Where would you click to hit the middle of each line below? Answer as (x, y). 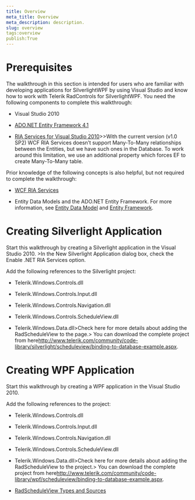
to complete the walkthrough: (41, 178)
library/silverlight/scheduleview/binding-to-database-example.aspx (95, 346)
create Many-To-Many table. (49, 161)
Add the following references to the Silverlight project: (71, 271)
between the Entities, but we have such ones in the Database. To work (99, 149)
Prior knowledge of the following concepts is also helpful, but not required (95, 173)
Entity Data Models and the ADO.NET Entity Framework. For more (93, 201)
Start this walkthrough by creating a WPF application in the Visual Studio (93, 386)
